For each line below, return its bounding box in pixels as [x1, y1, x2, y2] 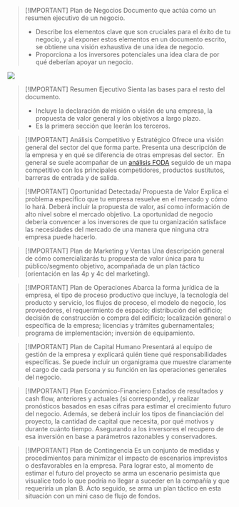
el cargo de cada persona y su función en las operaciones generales [24, 366, 227, 373]
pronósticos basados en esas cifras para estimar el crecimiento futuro [24, 402, 231, 410]
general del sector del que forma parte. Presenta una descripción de [24, 143, 227, 151]
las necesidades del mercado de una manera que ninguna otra [24, 225, 209, 234]
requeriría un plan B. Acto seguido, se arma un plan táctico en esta [24, 484, 221, 492]
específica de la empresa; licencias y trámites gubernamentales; [24, 321, 215, 329]
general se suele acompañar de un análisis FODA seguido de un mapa [24, 159, 232, 166]
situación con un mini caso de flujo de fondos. [24, 492, 161, 500]
